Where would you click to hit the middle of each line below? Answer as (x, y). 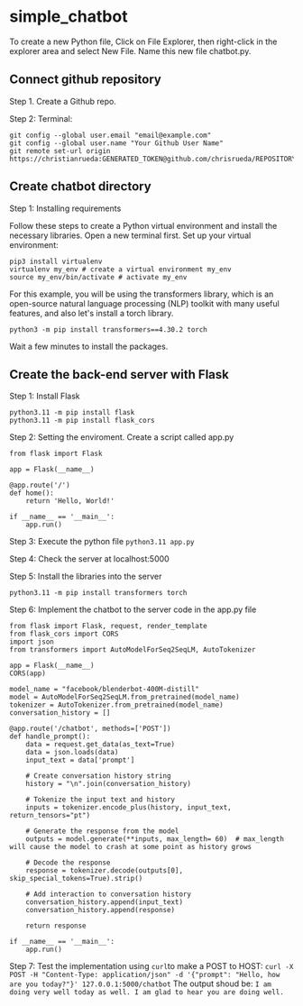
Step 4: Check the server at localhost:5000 (89, 559)
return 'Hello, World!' (70, 501)
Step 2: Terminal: (41, 118)
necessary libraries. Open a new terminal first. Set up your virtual (130, 235)
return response (56, 926)
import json (32, 642)
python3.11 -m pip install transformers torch (98, 593)
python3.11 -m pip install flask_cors (82, 421)
